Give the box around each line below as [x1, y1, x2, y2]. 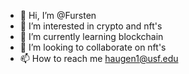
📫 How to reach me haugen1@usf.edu [19, 53, 179, 64]
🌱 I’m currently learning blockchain [19, 31, 164, 42]
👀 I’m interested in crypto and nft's [19, 20, 163, 32]
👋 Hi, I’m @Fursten [19, 10, 97, 21]
